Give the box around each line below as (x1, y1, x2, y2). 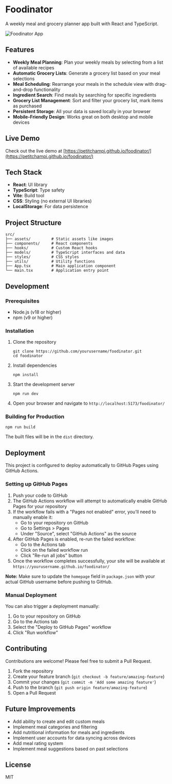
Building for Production (5, 413, 65, 420)
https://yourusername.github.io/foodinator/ (12, 564, 110, 569)
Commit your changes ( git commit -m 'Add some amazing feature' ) (12, 679, 157, 685)
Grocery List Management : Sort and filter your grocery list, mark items (12, 97, 163, 103)
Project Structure (5, 218, 62, 227)
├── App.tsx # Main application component (5, 264, 116, 269)
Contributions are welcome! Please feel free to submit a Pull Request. (5, 658, 152, 664)
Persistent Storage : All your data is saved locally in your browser (12, 108, 151, 114)
